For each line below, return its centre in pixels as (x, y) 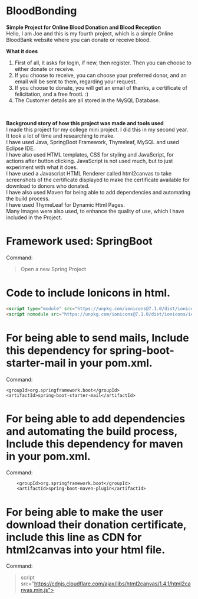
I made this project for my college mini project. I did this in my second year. (97, 129)
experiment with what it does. (42, 167)
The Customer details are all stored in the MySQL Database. (87, 100)
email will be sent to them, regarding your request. (76, 82)
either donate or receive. (44, 69)
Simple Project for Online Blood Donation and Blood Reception (83, 27)
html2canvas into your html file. (86, 550)
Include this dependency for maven (95, 444)
